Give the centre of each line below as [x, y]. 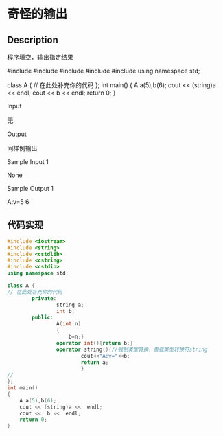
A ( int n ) [68, 324]
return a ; [95, 362]
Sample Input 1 [28, 162]
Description [33, 39]
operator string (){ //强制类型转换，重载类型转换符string [132, 349]
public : [43, 318]
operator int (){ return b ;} [95, 343]
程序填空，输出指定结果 [40, 57]
